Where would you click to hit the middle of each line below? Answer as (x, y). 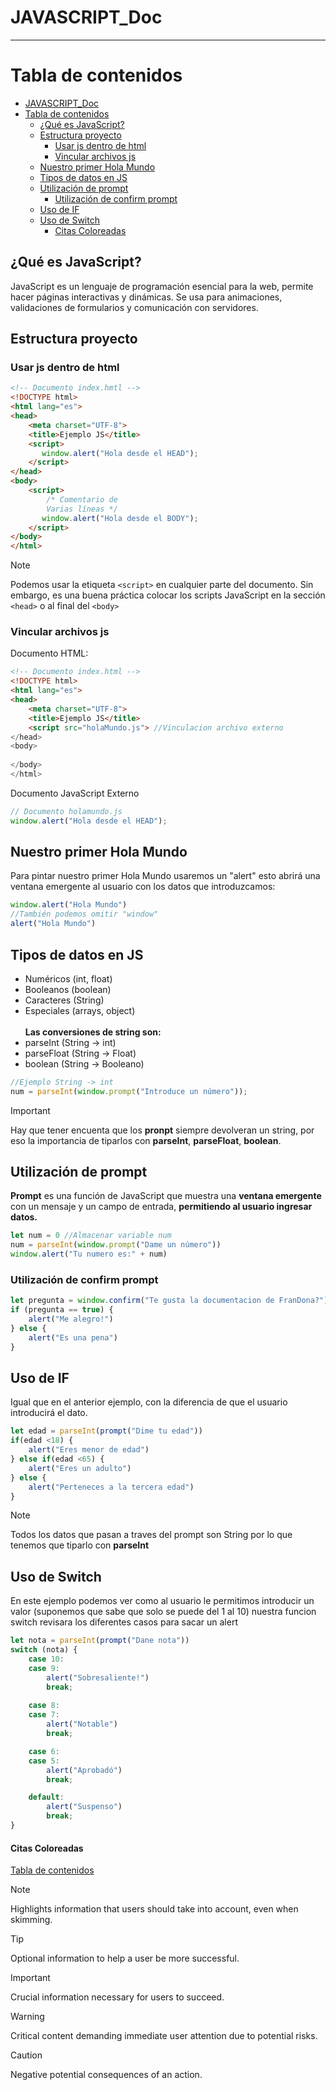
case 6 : (44, 1751)
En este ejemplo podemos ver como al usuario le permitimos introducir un (162, 1601)
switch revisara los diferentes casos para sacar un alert (124, 1622)
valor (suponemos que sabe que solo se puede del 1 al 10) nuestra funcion (163, 1612)
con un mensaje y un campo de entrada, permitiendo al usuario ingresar (161, 1207)
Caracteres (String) (64, 1000)
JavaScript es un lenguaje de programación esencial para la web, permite (162, 286)
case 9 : (44, 1668)
